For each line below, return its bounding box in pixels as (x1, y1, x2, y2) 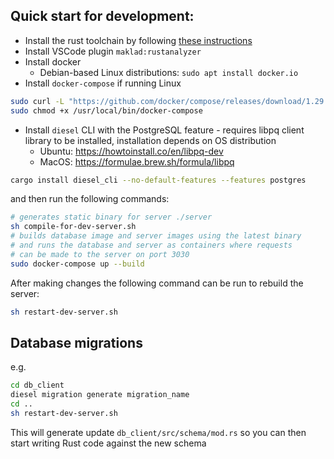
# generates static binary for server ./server (10, 212, 213, 223)
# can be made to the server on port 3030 (10, 249, 190, 259)
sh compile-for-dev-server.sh (10, 222, 137, 232)
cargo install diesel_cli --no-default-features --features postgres (10, 175, 307, 185)
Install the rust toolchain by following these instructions (24, 34, 253, 46)
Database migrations (10, 334, 143, 351)
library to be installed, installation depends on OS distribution (24, 134, 277, 146)
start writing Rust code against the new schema (10, 437, 207, 449)
